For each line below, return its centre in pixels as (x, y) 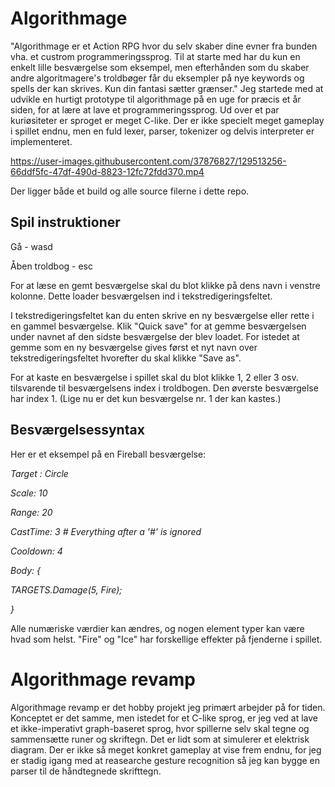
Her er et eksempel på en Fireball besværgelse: (108, 454)
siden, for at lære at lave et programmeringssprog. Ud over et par (145, 109)
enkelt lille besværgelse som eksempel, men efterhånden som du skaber (160, 67)
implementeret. (41, 141)
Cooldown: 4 (36, 551)
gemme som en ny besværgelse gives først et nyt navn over (134, 347)
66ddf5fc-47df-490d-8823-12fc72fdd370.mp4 (107, 171)
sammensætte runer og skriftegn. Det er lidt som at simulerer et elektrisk (160, 739)
